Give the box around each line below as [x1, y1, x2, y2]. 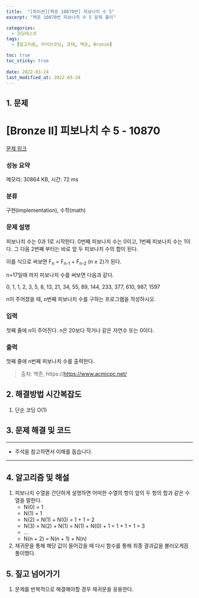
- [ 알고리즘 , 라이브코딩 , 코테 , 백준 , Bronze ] [11, 42, 113, 48]
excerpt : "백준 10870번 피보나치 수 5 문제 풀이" [6, 14, 116, 20]
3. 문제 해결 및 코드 [6, 425, 71, 436]
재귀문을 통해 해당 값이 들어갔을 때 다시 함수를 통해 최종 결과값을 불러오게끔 [14, 542, 189, 549]
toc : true [6, 52, 31, 58]
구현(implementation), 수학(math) [6, 206, 86, 214]
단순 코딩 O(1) [14, 406, 47, 414]
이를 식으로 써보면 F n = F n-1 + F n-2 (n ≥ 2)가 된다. [6, 258, 122, 267]
